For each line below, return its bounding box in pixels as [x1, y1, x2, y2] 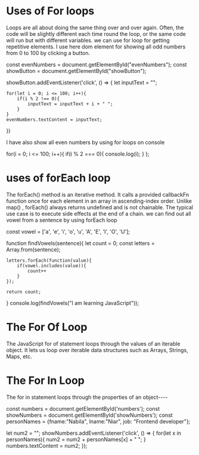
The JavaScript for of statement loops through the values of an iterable [6, 340, 181, 347]
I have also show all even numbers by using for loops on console [6, 139, 165, 146]
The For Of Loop [6, 320, 88, 334]
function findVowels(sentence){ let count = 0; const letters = [6, 239, 155, 246]
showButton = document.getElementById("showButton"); [6, 67, 147, 74]
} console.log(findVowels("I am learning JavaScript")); [6, 299, 139, 306]
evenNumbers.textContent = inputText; [6, 117, 102, 123]
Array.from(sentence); [6, 246, 61, 253]
